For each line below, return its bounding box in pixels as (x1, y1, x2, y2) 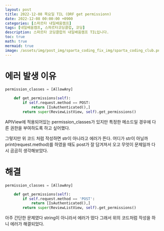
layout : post (5, 7, 32, 12)
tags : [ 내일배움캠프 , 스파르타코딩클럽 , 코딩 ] (5, 25, 85, 30)
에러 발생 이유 (5, 70, 57, 82)
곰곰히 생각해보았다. (10, 147, 48, 153)
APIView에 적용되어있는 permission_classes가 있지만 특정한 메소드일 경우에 (5, 119, 151, 125)
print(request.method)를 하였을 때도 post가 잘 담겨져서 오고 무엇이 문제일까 (5, 141, 150, 147)
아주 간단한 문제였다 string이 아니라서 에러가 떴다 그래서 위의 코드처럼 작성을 (5, 215, 151, 221)
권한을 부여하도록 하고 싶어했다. (10, 125, 70, 131)
